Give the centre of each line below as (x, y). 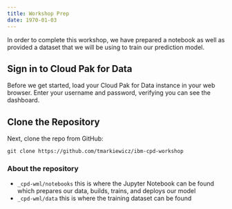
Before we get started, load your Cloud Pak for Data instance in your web (111, 85)
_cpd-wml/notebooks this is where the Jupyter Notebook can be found (116, 183)
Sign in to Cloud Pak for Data (70, 69)
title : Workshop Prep (38, 13)
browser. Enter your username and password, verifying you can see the (109, 93)
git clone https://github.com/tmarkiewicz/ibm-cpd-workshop (96, 152)
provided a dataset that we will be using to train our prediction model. (106, 47)
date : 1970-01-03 (32, 20)
